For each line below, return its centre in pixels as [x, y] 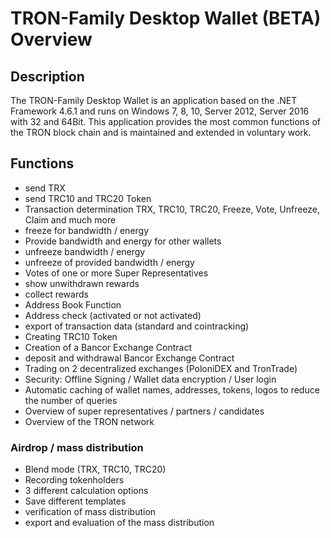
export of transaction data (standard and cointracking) [137, 326]
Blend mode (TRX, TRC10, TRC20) [95, 469]
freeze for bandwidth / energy [87, 230]
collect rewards [56, 294]
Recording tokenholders [74, 480]
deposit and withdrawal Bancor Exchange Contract [129, 358]
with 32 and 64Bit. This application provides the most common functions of [165, 121]
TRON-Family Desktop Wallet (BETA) [166, 18]
